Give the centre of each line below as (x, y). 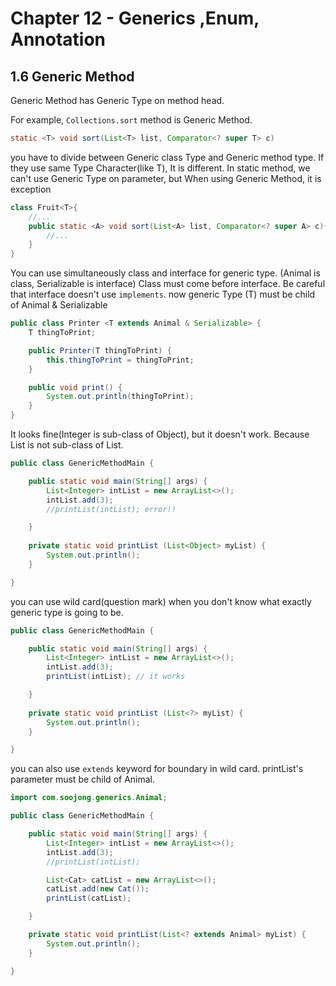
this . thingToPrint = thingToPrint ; (120, 360)
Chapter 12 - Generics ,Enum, (135, 18)
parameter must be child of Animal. (83, 779)
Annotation (58, 39)
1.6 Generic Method (72, 76)
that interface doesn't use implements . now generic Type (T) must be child (163, 294)
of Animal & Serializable (59, 305)
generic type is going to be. (67, 612)
